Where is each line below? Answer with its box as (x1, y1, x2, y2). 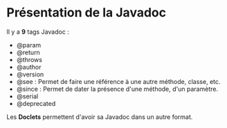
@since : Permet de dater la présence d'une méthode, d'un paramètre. (16, 85, 219, 93)
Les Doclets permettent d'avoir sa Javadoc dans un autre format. (6, 112, 193, 121)
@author (16, 63, 42, 71)
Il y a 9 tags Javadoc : (6, 28, 70, 36)
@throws (16, 55, 43, 63)
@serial (16, 92, 39, 100)
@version (16, 70, 44, 78)
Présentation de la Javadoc (6, 5, 167, 21)
